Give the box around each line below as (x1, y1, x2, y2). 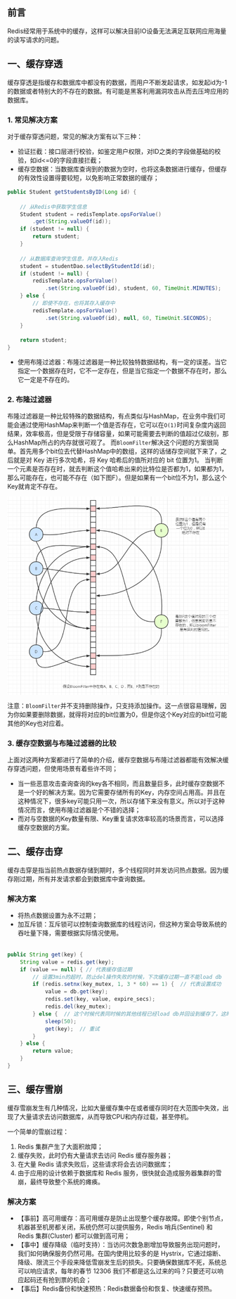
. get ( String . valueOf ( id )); (32, 218, 112, 225)
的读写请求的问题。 (7, 35, 63, 44)
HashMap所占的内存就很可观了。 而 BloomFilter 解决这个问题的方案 (13, 438, 207, 447)
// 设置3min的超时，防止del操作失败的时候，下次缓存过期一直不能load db (32, 973, 223, 980)
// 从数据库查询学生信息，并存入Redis (20, 255, 119, 262)
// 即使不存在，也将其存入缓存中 (32, 300, 116, 307)
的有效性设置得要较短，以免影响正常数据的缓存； (17, 173, 159, 181)
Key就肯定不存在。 (7, 482, 62, 491)
